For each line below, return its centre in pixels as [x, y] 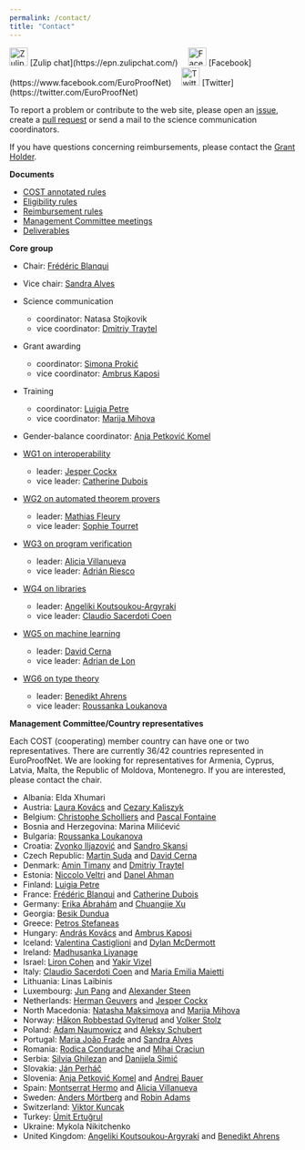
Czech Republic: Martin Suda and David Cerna [110, 855]
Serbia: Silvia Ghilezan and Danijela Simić [100, 1058]
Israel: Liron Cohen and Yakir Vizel [87, 962]
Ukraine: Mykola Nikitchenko [76, 1126]
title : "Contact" [42, 26]
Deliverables [46, 230]
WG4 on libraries [54, 588]
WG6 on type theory [61, 678]
